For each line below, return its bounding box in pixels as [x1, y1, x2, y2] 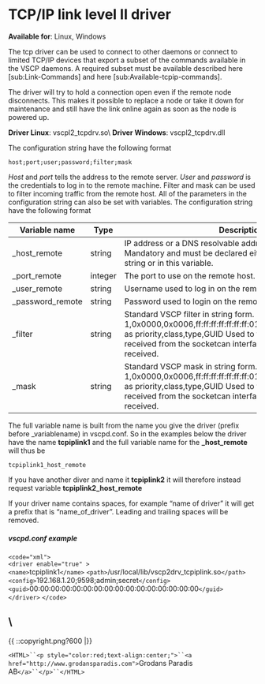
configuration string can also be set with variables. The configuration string [8, 197, 253, 207]
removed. [8, 515, 39, 525]
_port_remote [12, 270, 62, 281]
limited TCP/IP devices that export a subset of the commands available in [8, 55, 246, 65]
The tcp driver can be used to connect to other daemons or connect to [8, 47, 238, 56]
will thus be [8, 446, 46, 455]
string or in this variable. [124, 257, 214, 268]
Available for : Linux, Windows [8, 32, 106, 41]
